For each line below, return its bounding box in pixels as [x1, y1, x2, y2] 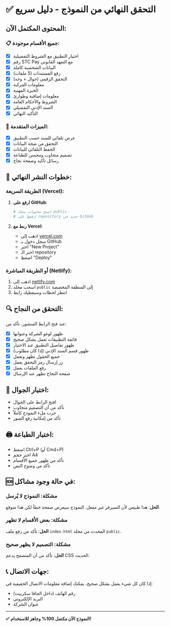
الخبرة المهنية [13, 87, 38, 93]
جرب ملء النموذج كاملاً [13, 410, 56, 416]
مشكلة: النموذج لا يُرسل [6, 493, 58, 500]
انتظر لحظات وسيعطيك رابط [13, 289, 67, 295]
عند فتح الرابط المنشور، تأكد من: [6, 320, 67, 326]
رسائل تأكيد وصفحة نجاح [13, 158, 59, 164]
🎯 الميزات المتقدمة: [6, 123, 49, 130]
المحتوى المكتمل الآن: [6, 24, 67, 32]
